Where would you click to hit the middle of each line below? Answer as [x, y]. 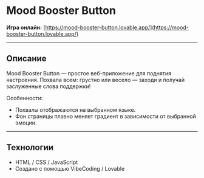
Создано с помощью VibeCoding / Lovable [70, 168]
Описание [26, 59]
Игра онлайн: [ [26, 27]
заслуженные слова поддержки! [49, 86]
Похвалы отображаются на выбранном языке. [75, 109]
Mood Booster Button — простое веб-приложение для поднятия [89, 73]
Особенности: [25, 98]
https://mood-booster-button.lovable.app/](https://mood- [117, 27]
